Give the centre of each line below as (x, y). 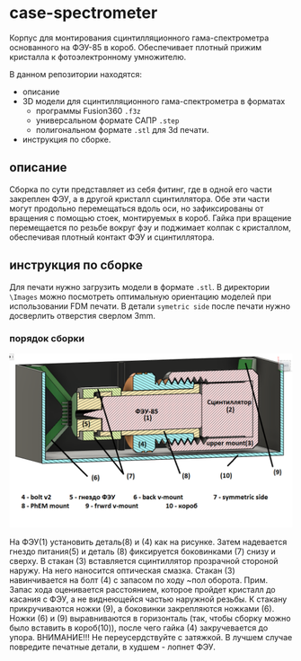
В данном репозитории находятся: (75, 74)
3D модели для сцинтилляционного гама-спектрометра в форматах (154, 101)
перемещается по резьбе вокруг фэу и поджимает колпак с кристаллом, (150, 227)
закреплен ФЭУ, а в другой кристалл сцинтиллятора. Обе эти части (140, 198)
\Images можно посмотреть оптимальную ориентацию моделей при (141, 296)
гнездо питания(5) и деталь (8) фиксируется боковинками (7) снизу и (142, 551)
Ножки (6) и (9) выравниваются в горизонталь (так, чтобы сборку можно (150, 618)
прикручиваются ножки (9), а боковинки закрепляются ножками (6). (142, 608)
